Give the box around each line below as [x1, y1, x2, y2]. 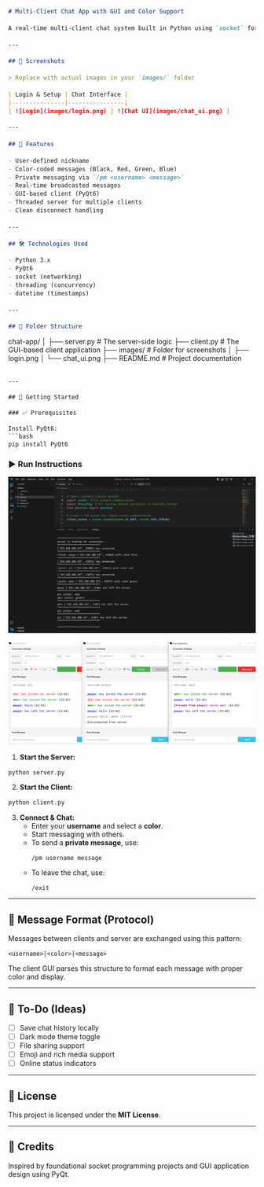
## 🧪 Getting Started [8, 393, 79, 402]
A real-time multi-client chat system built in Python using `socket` [8, 24, 244, 32]
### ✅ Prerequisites [8, 409, 77, 417]
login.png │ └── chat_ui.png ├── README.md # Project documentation [8, 354, 242, 363]
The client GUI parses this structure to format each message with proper [8, 964, 244, 973]
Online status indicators [19, 1059, 97, 1068]
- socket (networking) [8, 273, 82, 281]
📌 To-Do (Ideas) [8, 1002, 86, 1016]
